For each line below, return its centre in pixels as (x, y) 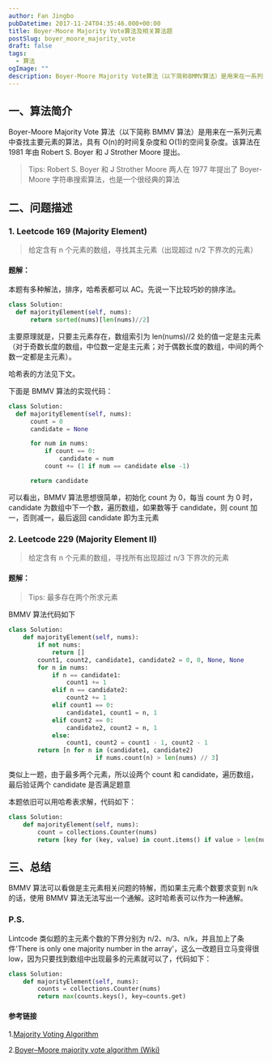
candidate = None (59, 429)
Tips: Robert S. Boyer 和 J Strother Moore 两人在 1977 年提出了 (133, 169)
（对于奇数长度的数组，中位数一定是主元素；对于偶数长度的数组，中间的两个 (136, 346)
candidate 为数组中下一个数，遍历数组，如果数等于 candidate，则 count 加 (133, 507)
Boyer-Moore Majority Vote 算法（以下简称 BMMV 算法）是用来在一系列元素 (135, 132)
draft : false (30, 46)
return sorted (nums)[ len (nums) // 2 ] (90, 320)
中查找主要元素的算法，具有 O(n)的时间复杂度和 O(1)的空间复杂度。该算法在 (134, 142)
